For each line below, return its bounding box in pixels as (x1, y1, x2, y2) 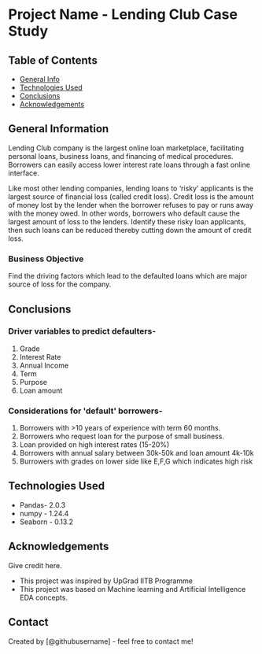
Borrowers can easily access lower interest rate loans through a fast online (8, 160, 250, 169)
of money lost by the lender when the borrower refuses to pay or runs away (8, 200, 254, 209)
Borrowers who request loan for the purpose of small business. (19, 431, 224, 442)
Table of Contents (8, 54, 98, 67)
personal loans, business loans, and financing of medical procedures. (8, 151, 234, 161)
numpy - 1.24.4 (19, 508, 69, 518)
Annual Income (19, 360, 69, 370)
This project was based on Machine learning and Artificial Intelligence (19, 584, 246, 593)
